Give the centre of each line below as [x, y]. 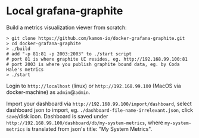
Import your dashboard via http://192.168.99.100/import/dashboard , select [99, 103]
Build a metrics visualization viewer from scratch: [66, 27]
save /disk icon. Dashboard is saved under [57, 116]
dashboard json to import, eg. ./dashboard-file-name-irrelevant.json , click [100, 110]
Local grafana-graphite [65, 11]
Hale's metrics [25, 70]
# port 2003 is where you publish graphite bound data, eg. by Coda [93, 64]
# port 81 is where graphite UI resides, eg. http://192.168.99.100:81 [97, 59]
